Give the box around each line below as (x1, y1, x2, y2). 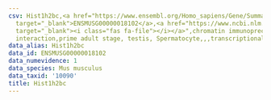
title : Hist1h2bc (8, 79, 67, 87)
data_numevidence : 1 (8, 57, 78, 65)
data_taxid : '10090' (8, 72, 78, 80)
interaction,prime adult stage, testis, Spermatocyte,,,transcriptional (15, 34, 265, 43)
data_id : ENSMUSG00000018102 (8, 49, 106, 57)
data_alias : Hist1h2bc (8, 42, 85, 50)
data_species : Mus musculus (8, 65, 103, 73)
